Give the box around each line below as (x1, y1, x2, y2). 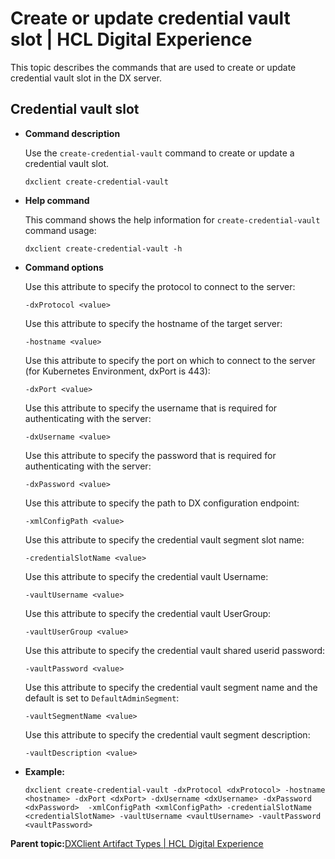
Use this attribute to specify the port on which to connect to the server (24, 354, 316, 366)
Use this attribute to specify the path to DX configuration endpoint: (24, 497, 300, 509)
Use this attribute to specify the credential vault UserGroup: (24, 607, 272, 619)
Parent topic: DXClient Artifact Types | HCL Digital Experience (10, 837, 264, 849)
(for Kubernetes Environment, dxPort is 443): (24, 365, 211, 377)
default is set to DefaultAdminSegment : (24, 692, 180, 704)
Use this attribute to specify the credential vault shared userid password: (24, 644, 326, 656)
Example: (24, 765, 65, 777)
